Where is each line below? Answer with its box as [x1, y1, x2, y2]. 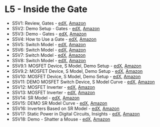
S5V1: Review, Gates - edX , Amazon [11, 20, 86, 26]
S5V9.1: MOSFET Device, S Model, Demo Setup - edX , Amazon [11, 63, 142, 69]
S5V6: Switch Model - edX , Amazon [11, 47, 86, 53]
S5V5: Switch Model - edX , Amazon [11, 41, 86, 47]
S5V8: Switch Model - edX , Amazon [11, 57, 86, 63]
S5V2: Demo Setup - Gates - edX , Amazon [11, 25, 100, 31]
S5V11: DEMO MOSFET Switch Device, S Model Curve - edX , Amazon [11, 79, 155, 85]
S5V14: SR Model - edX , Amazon [11, 94, 80, 101]
